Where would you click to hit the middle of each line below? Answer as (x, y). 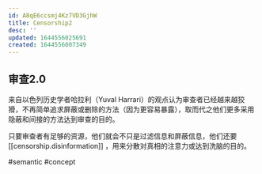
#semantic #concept (42, 161)
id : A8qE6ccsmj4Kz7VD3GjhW (53, 15)
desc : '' (23, 30)
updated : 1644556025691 (47, 38)
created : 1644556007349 (47, 45)
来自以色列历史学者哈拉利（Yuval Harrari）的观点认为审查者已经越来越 (123, 99)
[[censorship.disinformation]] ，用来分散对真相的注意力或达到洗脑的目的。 (129, 146)
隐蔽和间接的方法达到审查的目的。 (64, 119)
